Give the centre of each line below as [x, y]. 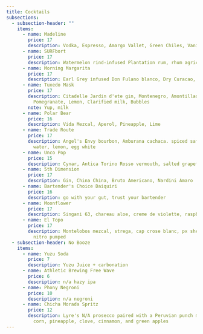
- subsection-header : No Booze [51, 243]
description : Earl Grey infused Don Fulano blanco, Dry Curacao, [112, 79]
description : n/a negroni [61, 299]
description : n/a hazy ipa [62, 282]
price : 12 [40, 310]
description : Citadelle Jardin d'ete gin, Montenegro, [98, 96]
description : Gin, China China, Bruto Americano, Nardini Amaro [111, 181]
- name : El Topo [43, 220]
